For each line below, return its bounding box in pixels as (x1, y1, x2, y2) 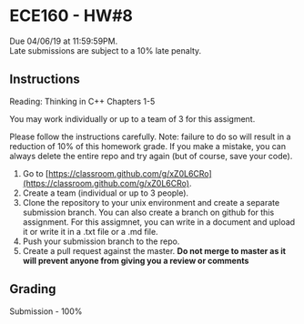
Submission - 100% (9, 306, 83, 317)
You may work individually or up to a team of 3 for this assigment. (9, 113, 256, 124)
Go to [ (22, 167, 49, 178)
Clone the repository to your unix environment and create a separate (22, 197, 280, 208)
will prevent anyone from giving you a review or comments (22, 255, 249, 266)
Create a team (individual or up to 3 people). (22, 187, 189, 198)
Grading (9, 281, 56, 297)
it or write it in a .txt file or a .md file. (22, 226, 158, 237)
